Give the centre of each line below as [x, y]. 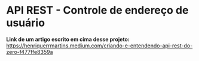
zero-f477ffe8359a [30, 52]
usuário [26, 23]
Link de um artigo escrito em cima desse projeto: [68, 39]
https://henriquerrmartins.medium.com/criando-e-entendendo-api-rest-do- [99, 46]
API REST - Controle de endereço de [97, 10]
